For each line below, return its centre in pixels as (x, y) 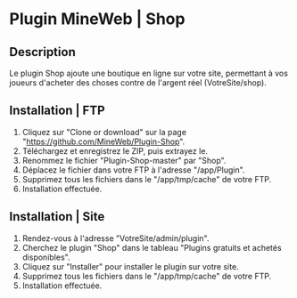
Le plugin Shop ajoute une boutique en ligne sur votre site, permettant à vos (148, 73)
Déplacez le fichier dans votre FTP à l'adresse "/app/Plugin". (133, 170)
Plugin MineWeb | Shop (97, 19)
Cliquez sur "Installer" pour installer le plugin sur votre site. (130, 266)
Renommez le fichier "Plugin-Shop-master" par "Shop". (124, 160)
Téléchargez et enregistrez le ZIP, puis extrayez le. (115, 150)
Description (42, 52)
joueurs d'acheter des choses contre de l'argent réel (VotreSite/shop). (138, 83)
